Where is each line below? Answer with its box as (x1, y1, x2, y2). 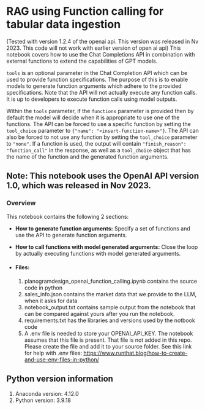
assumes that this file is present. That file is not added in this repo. (24, 336, 192, 344)
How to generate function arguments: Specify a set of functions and (15, 224, 191, 232)
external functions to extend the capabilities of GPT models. (6, 57, 158, 65)
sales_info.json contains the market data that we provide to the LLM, (24, 290, 197, 298)
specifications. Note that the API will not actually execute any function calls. (6, 89, 198, 96)
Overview (6, 199, 36, 207)
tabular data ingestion (6, 17, 121, 31)
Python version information (6, 374, 113, 384)
